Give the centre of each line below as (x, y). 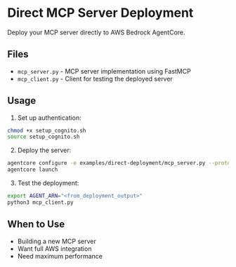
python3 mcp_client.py (40, 202)
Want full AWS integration (54, 248)
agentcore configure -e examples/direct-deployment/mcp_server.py (106, 163)
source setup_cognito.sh (44, 137)
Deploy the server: (44, 150)
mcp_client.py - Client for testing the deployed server (95, 78)
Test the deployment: (48, 183)
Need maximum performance (60, 256)
